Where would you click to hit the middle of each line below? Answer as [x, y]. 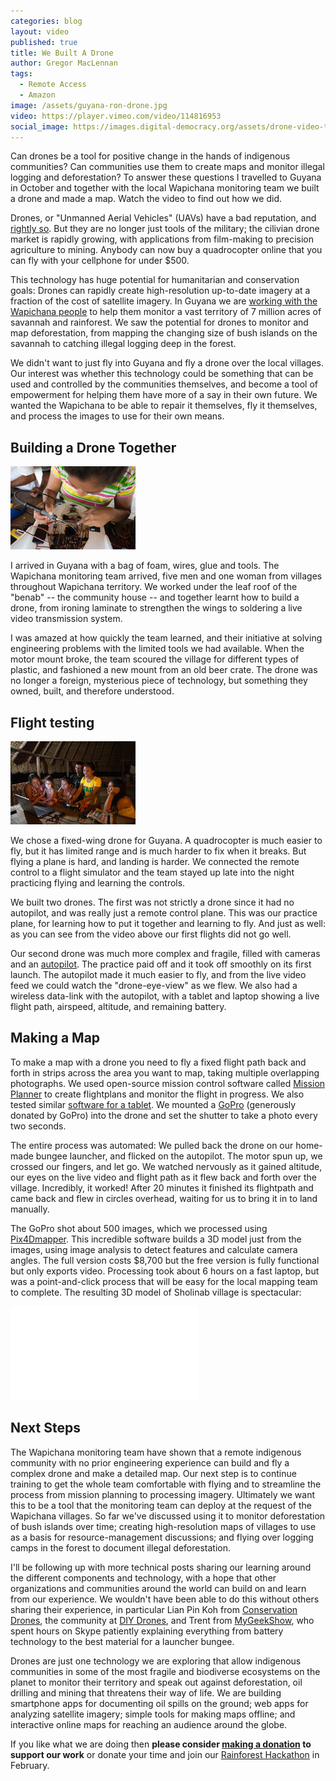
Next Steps [45, 1428]
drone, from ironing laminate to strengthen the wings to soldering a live [156, 608]
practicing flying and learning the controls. [98, 883]
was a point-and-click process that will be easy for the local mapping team [164, 1281]
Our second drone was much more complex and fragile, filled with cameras [165, 953]
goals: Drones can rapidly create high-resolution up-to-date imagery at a [160, 291]
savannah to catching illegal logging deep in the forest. [123, 344]
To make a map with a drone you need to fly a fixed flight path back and [158, 1062]
